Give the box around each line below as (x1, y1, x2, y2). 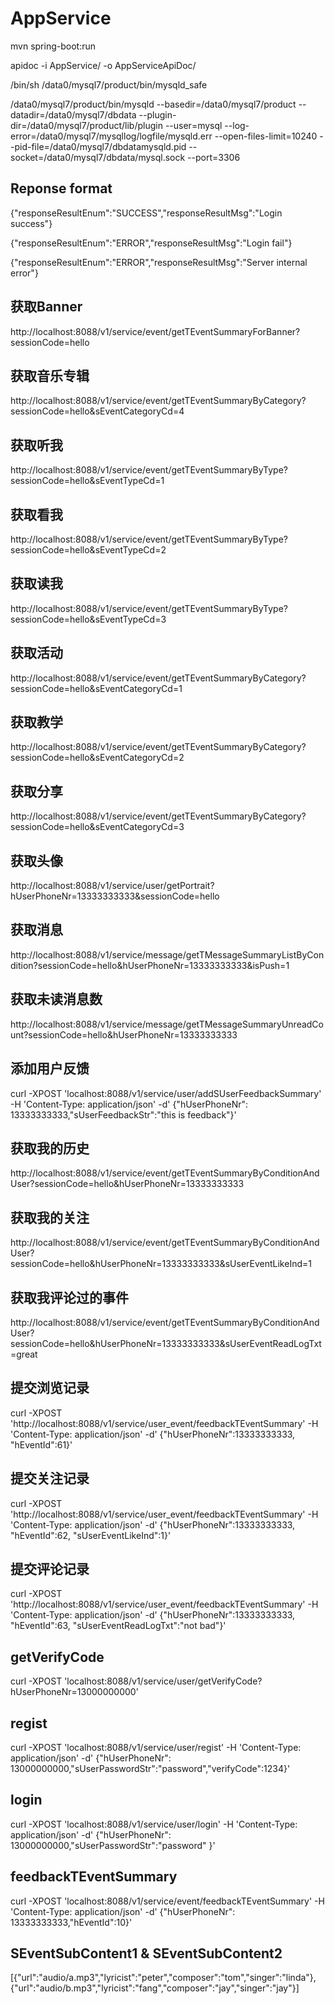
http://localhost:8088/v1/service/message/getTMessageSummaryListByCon (10, 948, 325, 961)
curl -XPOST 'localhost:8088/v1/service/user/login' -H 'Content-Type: (10, 1818, 298, 1830)
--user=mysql (164, 119, 223, 131)
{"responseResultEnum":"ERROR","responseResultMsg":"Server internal (10, 256, 308, 268)
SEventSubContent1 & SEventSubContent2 (10, 1945, 283, 1962)
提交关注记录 (10, 1470, 90, 1487)
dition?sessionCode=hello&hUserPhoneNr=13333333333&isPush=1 (10, 959, 290, 971)
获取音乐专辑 (10, 367, 90, 384)
